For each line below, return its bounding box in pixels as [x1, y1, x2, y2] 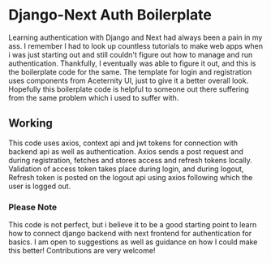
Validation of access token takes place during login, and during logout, [8, 164, 244, 174]
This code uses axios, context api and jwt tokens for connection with [8, 138, 238, 148]
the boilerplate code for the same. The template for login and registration [8, 67, 252, 76]
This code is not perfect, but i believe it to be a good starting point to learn [8, 220, 257, 230]
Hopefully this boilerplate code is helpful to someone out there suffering [8, 84, 249, 94]
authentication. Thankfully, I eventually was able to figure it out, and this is [8, 58, 256, 68]
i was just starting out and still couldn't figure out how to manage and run [8, 50, 253, 59]
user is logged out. [8, 181, 71, 191]
